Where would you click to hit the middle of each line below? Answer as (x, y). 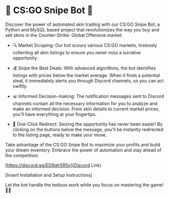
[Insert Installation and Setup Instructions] (49, 175)
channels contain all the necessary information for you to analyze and (85, 103)
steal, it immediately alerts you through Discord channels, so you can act (88, 81)
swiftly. (20, 86)
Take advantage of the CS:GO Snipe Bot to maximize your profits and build (83, 144)
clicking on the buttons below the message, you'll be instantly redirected (88, 129)
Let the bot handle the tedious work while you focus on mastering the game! (84, 185)
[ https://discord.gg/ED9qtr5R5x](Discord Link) (53, 165)
